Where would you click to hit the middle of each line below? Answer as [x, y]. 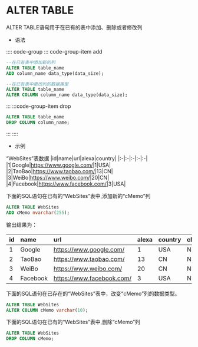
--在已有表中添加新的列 [31, 62]
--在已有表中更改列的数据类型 [37, 84]
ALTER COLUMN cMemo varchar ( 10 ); [47, 310]
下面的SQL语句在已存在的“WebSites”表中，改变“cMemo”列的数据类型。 [93, 293]
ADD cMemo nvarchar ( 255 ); [38, 213]
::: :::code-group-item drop [39, 106]
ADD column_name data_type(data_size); [55, 73]
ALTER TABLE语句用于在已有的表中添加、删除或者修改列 [74, 27]
